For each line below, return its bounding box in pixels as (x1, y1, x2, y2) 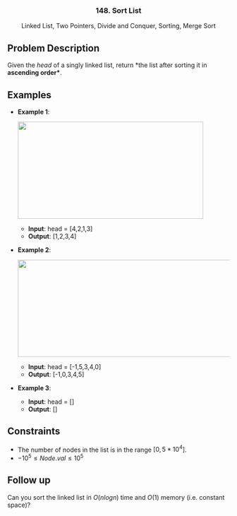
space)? (7, 500, 31, 509)
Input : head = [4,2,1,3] (28, 224, 93, 233)
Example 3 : (17, 383, 51, 392)
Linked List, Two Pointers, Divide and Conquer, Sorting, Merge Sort (20, 22, 217, 30)
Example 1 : (17, 107, 50, 116)
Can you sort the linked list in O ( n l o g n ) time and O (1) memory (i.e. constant (7, 493, 225, 501)
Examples (7, 89, 51, 101)
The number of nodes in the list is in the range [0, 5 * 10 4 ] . (17, 444, 187, 454)
